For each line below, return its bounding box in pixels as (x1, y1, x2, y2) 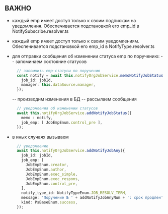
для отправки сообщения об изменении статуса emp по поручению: (12, 53, 160, 59)
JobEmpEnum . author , (25, 167, 66, 172)
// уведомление (17, 143, 49, 148)
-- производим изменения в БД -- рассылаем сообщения (12, 96, 137, 102)
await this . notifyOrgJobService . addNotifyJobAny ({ (17, 148, 125, 153)
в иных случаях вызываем (12, 134, 69, 140)
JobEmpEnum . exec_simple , (25, 172, 78, 177)
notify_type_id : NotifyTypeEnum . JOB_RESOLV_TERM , (21, 190, 127, 196)
